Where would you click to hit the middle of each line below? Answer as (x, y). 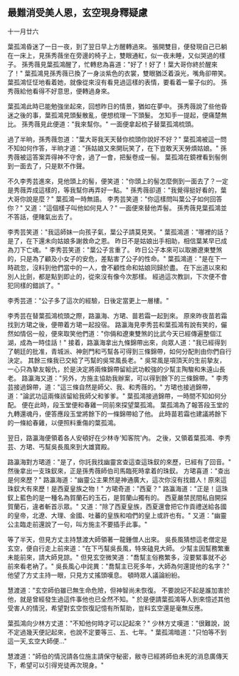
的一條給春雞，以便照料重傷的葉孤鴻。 (63, 422)
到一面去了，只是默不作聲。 (48, 165)
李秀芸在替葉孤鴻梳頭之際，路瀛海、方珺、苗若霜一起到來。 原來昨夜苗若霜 (117, 315)
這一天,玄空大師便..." (37, 641)
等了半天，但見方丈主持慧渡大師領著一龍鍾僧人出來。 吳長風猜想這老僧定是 (117, 539)
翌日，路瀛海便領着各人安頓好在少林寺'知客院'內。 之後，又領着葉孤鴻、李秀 (119, 438)
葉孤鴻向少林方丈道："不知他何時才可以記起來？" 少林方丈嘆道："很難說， (116, 623)
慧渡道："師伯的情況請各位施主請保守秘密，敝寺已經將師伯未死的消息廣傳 (115, 656)
